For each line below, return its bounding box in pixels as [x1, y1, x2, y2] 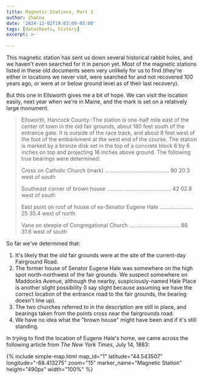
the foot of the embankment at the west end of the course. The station [21, 136, 197, 143]
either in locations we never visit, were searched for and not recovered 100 [6, 74, 193, 80]
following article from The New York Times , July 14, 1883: [6, 341, 150, 348]
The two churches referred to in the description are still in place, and [15, 304, 187, 310]
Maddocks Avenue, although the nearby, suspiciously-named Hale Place [15, 277, 197, 285]
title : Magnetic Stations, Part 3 [6, 9, 94, 15]
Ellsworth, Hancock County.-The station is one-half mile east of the [21, 116, 189, 123]
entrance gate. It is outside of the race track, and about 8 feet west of [21, 129, 195, 136]
